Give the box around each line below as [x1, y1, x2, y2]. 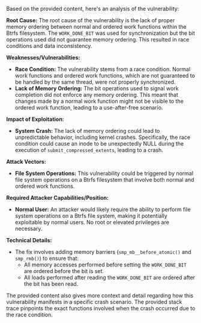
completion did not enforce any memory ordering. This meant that [14, 91, 178, 98]
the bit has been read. [23, 280, 79, 288]
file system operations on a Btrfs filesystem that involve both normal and [14, 176, 194, 183]
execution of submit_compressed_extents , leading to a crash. [14, 147, 164, 153]
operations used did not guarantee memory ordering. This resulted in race [6, 36, 190, 43]
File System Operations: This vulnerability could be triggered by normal [14, 170, 194, 177]
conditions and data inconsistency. [6, 42, 92, 49]
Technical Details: [6, 237, 52, 244]
